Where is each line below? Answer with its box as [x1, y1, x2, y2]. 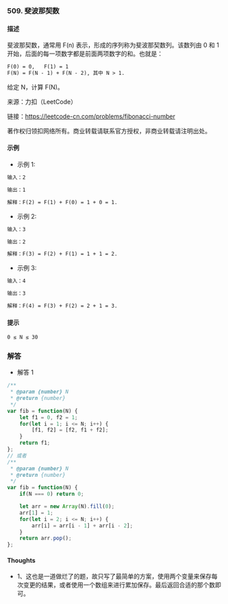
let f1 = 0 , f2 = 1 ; [19, 414, 78, 421]
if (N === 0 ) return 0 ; [19, 491, 84, 497]
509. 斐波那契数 [7, 5, 60, 15]
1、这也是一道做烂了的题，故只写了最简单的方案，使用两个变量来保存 [16, 572, 212, 581]
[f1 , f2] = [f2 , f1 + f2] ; [31, 427, 109, 434]
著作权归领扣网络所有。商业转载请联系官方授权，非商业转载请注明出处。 [7, 126, 211, 135]
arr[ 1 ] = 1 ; [19, 509, 53, 516]
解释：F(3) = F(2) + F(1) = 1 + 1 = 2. [7, 251, 118, 258]
